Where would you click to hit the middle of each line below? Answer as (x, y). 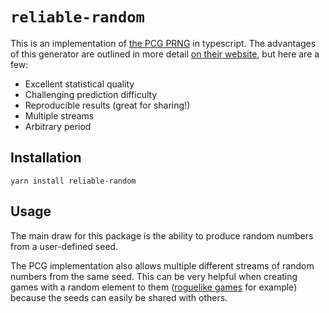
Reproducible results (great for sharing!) (107, 105)
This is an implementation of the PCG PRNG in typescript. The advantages (163, 43)
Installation (46, 158)
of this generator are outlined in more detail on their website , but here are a (165, 54)
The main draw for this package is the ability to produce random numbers (162, 235)
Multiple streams (59, 115)
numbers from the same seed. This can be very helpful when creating (154, 276)
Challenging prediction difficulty (91, 94)
